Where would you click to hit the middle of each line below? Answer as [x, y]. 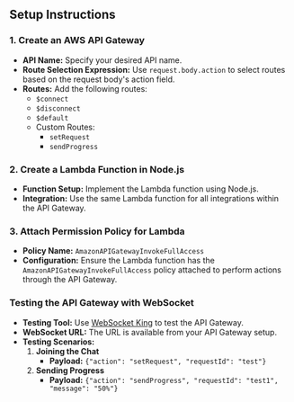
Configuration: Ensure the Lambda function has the [119, 261]
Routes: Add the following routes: [85, 88]
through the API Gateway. [70, 280]
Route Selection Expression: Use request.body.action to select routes [154, 69]
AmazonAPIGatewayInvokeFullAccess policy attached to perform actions [151, 270]
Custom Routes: [66, 127]
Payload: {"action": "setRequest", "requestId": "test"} [158, 361]
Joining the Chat [67, 351]
